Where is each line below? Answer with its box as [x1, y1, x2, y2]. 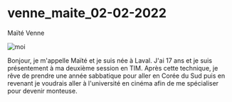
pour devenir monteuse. [7, 86, 78, 95]
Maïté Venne [7, 29, 45, 37]
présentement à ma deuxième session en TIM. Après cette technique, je [7, 63, 218, 72]
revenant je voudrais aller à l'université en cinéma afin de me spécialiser [7, 78, 219, 87]
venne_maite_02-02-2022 [7, 5, 167, 21]
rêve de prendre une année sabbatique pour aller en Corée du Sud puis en [7, 71, 226, 80]
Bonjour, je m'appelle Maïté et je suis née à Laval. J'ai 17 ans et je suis [7, 56, 212, 65]
